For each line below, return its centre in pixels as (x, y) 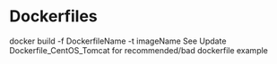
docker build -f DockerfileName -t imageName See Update (118, 41)
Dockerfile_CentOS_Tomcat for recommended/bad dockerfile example (139, 50)
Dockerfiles (54, 16)
